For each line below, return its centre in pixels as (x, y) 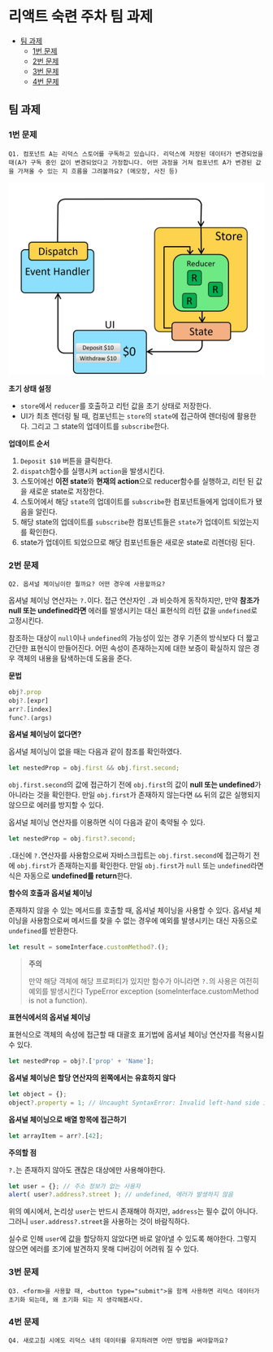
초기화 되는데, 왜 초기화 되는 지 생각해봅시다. (76, 1300)
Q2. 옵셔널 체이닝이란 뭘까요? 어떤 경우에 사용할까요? (87, 584)
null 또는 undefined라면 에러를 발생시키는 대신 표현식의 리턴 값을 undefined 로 (133, 610)
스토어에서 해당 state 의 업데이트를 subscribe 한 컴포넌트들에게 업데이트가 (137, 501)
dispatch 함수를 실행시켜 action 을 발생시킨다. (92, 471)
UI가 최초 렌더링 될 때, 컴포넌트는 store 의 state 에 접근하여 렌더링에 (128, 415)
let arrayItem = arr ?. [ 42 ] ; (56, 1136)
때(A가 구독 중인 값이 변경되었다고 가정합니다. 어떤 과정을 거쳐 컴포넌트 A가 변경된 (130, 162)
